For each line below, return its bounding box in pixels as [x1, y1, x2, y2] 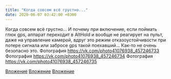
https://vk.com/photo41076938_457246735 [5, 58, 97, 64]
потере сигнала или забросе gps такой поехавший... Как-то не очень [5, 42, 157, 48]
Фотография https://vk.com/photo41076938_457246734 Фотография [5, 53, 153, 59]
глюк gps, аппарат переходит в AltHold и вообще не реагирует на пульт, [5, 31, 163, 37]
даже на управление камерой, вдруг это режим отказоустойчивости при [5, 36, 166, 43]
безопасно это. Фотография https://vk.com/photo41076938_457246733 [5, 48, 160, 54]
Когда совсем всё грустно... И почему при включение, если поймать [5, 26, 157, 32]
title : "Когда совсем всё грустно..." [5, 7, 88, 13]
